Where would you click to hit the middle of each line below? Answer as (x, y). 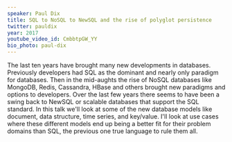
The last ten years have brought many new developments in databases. (109, 65)
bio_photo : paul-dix (37, 45)
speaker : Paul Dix (34, 13)
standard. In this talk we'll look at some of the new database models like (110, 109)
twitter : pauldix (32, 26)
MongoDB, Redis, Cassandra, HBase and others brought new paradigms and (116, 87)
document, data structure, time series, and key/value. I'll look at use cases (113, 116)
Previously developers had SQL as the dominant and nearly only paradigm (113, 72)
